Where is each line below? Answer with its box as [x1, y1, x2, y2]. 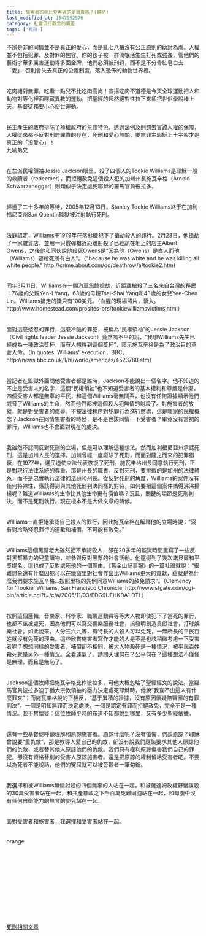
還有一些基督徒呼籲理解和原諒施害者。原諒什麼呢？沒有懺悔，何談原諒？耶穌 [6, 730, 200, 738]
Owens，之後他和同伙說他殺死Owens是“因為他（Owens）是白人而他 [6, 247, 180, 255]
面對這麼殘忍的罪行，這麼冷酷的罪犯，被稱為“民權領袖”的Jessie [6, 326, 167, 333]
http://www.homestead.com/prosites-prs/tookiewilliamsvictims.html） [6, 305, 183, 312]
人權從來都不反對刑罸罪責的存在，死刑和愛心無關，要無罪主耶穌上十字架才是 [6, 131, 200, 139]
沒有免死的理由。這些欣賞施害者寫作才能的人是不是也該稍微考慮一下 [17, 635, 189, 643]
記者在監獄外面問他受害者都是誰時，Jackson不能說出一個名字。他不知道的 [11, 377, 200, 384]
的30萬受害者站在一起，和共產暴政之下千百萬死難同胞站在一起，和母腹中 [6, 789, 191, 797]
